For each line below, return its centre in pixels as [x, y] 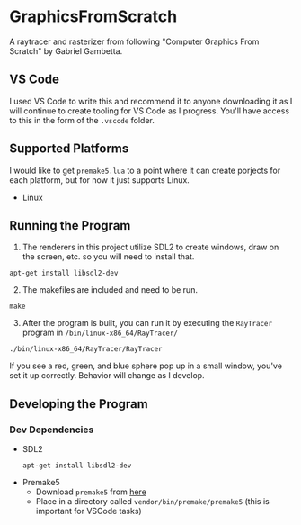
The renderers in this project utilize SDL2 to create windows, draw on [150, 247]
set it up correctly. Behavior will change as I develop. [107, 376]
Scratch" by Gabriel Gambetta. [66, 50]
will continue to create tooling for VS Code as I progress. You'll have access [150, 111]
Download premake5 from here [91, 492]
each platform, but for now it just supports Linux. [100, 180]
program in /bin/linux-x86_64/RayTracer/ [100, 333]
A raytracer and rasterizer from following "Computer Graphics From [134, 41]
